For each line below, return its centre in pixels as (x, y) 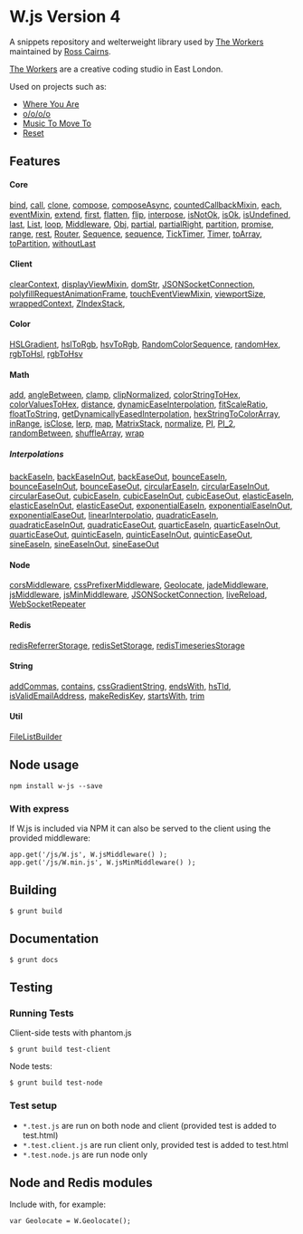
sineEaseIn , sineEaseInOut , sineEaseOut (85, 545)
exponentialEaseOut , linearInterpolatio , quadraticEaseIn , (114, 516)
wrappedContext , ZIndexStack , (67, 303)
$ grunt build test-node (56, 1083)
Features (35, 162)
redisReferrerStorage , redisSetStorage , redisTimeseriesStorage (128, 645)
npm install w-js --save (56, 786)
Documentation (54, 939)
